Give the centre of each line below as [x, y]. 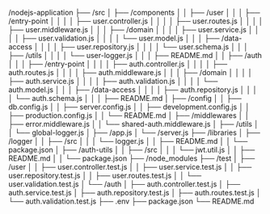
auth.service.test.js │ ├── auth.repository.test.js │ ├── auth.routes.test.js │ [135, 193]
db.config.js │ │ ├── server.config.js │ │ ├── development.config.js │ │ [129, 107]
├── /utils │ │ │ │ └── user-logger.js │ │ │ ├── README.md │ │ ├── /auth [135, 55]
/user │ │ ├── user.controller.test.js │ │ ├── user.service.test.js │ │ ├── [130, 167]
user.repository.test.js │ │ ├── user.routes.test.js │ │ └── [105, 175]
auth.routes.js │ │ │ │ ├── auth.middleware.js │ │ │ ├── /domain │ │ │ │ [131, 72]
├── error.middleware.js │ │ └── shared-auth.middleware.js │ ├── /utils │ [133, 124]
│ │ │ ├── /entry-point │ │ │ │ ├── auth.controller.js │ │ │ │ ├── [118, 64]
